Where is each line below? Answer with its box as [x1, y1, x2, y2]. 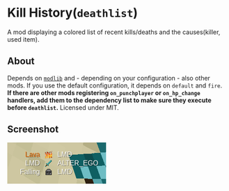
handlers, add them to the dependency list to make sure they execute [7, 96, 212, 104]
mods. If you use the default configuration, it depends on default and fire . [7, 81, 223, 90]
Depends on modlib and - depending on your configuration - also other [7, 74, 211, 82]
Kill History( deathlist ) [7, 5, 138, 21]
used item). [7, 35, 40, 43]
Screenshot [7, 124, 59, 135]
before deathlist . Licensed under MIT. [7, 103, 120, 112]
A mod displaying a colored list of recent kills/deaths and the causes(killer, [7, 28, 221, 36]
